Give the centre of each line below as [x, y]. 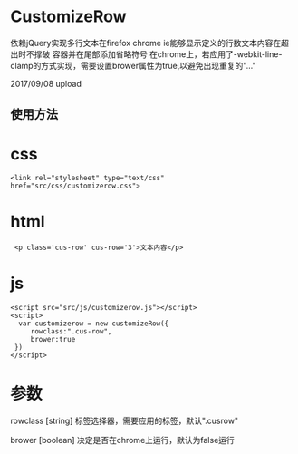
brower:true [53, 340]
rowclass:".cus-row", [71, 332]
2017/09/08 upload [46, 83]
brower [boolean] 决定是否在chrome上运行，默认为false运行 [122, 440]
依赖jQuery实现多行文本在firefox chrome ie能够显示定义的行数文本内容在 [146, 43]
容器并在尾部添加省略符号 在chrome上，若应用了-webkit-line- [167, 54]
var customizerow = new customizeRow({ [94, 324]
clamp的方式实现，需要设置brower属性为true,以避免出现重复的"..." [133, 65]
